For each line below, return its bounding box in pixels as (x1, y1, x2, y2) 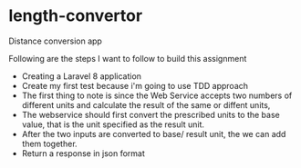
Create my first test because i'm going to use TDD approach (21, 80, 248, 91)
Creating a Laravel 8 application (21, 70, 142, 82)
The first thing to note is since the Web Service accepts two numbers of (21, 90, 293, 101)
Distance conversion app (8, 35, 102, 46)
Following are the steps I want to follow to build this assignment (8, 53, 247, 64)
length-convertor (8, 5, 143, 26)
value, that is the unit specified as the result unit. (21, 119, 205, 130)
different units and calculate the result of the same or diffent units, (21, 99, 271, 110)
